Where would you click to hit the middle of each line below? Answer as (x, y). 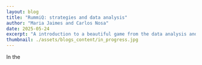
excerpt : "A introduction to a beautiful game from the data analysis (96, 34)
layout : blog (23, 12)
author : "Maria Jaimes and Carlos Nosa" (58, 23)
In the (13, 57)
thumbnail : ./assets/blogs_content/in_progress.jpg (72, 40)
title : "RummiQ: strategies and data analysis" (67, 17)
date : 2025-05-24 (28, 29)
